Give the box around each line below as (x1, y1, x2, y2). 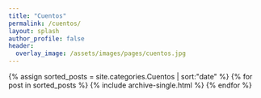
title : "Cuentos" (8, 11, 67, 20)
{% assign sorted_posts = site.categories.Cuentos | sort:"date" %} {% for (8, 72, 253, 81)
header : (8, 42, 35, 50)
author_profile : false (8, 34, 85, 43)
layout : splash (8, 27, 60, 35)
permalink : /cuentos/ (8, 19, 82, 28)
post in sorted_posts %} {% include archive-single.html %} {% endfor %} (8, 80, 253, 90)
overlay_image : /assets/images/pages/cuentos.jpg (15, 49, 186, 58)
